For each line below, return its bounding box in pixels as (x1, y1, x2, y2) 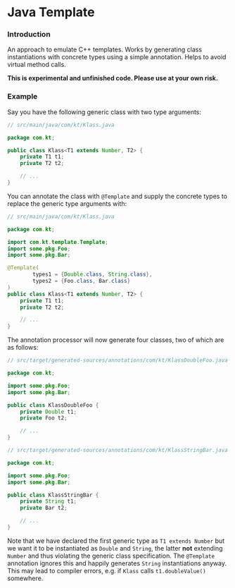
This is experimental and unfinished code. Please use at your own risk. (7, 74, 218, 82)
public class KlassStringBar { (7, 491, 99, 498)
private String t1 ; (20, 498, 77, 505)
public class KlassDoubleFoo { (7, 401, 99, 409)
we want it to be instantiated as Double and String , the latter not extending (7, 544, 223, 552)
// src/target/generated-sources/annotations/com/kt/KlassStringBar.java (7, 447, 229, 454)
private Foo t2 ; (20, 415, 68, 422)
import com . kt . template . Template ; (7, 238, 109, 245)
